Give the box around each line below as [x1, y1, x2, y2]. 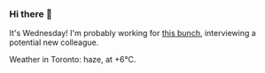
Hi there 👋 [9, 8, 53, 20]
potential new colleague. [9, 37, 99, 47]
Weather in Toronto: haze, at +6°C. [9, 55, 136, 65]
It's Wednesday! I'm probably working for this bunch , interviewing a [9, 28, 257, 39]
